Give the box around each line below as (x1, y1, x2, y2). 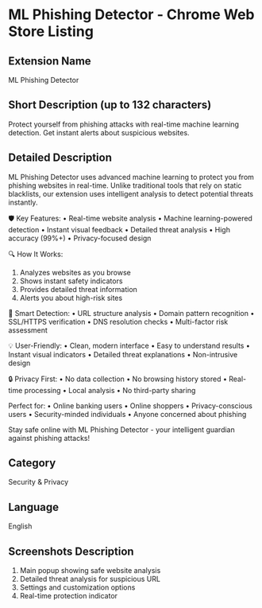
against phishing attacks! (8, 433, 91, 442)
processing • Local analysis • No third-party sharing (24, 385, 196, 395)
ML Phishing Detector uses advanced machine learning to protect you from (8, 172, 254, 181)
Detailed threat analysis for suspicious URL (19, 575, 161, 584)
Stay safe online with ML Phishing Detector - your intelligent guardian (8, 424, 236, 435)
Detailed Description (8, 151, 113, 165)
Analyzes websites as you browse (19, 267, 131, 277)
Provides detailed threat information (19, 284, 137, 294)
